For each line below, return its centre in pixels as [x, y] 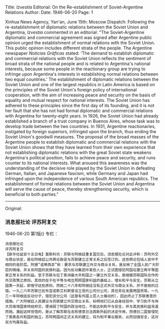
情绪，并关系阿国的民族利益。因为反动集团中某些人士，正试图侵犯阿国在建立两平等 [83, 270]
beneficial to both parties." [32, 194]
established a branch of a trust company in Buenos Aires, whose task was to [82, 121]
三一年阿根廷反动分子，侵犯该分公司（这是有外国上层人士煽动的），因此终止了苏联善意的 [81, 296]
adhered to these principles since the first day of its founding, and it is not [80, 105]
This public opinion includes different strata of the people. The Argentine [79, 48]
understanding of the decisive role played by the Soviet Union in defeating [80, 168]
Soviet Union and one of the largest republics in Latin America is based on [80, 85]
